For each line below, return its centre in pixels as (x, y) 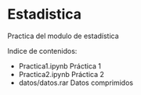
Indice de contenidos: (42, 51)
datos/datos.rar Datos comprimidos (76, 83)
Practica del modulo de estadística (63, 36)
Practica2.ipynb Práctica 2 (61, 74)
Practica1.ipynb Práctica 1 (60, 66)
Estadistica (45, 14)
